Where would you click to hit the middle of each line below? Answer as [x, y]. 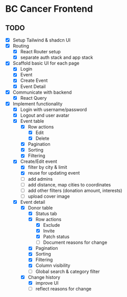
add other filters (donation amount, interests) [75, 190]
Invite [49, 231]
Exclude [52, 225]
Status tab [46, 214]
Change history [44, 277]
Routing [21, 46]
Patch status [56, 237]
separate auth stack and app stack [57, 57]
